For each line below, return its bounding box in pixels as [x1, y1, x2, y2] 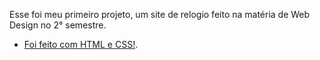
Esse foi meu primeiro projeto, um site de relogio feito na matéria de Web [9, 9, 311, 20]
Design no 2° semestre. [9, 19, 107, 31]
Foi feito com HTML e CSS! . [23, 39, 139, 50]
